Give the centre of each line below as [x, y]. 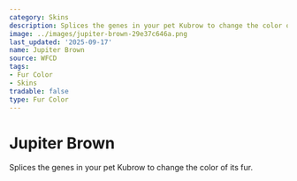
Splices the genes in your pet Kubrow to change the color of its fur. [131, 168]
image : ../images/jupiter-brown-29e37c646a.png [99, 34]
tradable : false [39, 91]
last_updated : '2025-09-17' [61, 42]
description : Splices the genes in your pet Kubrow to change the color [146, 26]
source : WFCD [33, 58]
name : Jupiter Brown [47, 50]
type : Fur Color [39, 99]
